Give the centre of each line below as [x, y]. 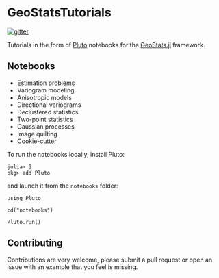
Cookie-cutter [37, 141]
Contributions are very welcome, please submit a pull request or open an [110, 260]
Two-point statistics [45, 119]
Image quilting [37, 134]
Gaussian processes [46, 126]
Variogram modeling [46, 90]
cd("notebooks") [30, 210]
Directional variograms [49, 105]
